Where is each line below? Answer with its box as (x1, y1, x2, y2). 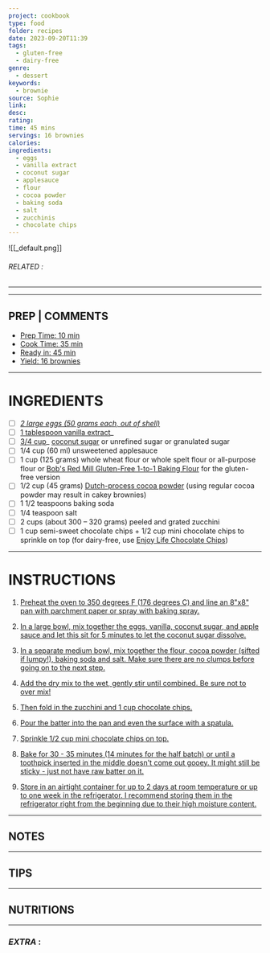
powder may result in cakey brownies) (19, 490, 147, 499)
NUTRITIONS (8, 902, 75, 917)
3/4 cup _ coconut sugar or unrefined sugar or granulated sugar (19, 437, 231, 446)
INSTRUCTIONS (8, 570, 117, 589)
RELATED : (8, 261, 44, 271)
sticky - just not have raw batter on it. (19, 766, 145, 776)
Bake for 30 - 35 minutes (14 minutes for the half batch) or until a (19, 749, 235, 758)
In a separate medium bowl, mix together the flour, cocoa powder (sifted (19, 645, 260, 655)
